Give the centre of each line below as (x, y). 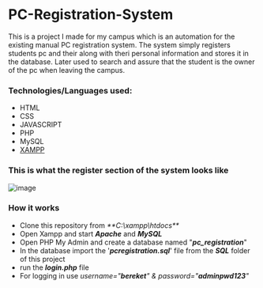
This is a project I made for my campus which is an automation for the (122, 36)
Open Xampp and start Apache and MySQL (91, 233)
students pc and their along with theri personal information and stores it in (128, 53)
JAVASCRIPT (41, 125)
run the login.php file (54, 267)
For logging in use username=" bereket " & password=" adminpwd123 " (134, 275)
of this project (42, 259)
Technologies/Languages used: (70, 90)
